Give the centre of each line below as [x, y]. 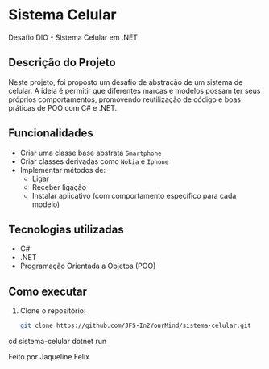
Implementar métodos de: [63, 170]
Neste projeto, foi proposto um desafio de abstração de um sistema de [126, 82]
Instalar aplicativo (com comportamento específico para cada [134, 195]
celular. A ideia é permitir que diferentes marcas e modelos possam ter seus [134, 90]
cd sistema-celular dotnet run [58, 342]
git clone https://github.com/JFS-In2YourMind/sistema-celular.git [135, 326]
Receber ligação [59, 187]
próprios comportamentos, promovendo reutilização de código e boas [125, 99]
